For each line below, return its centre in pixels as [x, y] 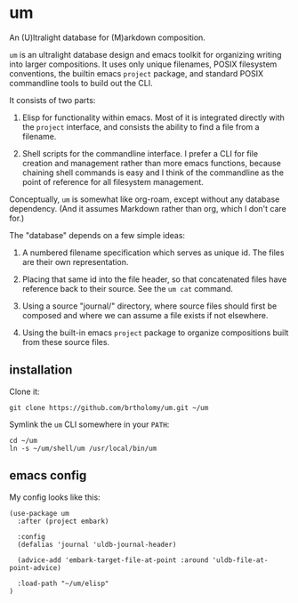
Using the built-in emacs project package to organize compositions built [155, 333]
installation [41, 370]
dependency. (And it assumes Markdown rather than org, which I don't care [148, 208]
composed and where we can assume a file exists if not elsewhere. [145, 315]
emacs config [48, 475]
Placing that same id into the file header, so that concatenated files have [154, 279]
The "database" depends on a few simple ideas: [97, 235]
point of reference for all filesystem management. [113, 181]
